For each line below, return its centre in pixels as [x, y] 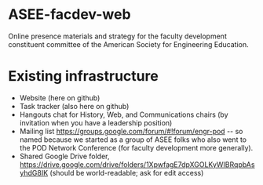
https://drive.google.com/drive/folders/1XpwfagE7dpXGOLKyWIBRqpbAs [137, 164]
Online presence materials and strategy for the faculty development [118, 36]
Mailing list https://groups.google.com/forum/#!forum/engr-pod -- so [131, 131]
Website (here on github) [60, 98]
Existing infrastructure [83, 76]
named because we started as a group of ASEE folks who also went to [133, 140]
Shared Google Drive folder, [64, 156]
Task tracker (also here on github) [74, 106]
